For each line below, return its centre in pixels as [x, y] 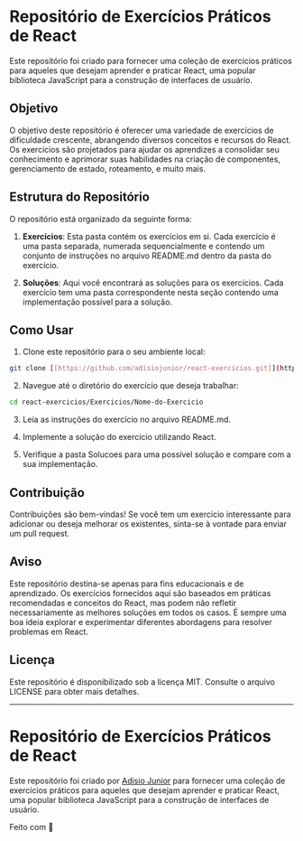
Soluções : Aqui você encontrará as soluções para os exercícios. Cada [153, 283]
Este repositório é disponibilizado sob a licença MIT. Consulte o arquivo [142, 682]
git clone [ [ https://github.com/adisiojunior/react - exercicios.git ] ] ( [145, 369]
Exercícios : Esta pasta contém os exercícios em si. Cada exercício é [149, 236]
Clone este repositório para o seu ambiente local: [114, 352]
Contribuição [47, 493]
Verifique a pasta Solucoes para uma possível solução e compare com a [156, 454]
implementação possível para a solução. [97, 302]
